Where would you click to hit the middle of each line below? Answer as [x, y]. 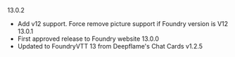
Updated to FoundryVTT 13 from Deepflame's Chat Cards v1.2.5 [110, 46]
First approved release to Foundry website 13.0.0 [88, 39]
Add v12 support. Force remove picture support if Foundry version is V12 [123, 24]
